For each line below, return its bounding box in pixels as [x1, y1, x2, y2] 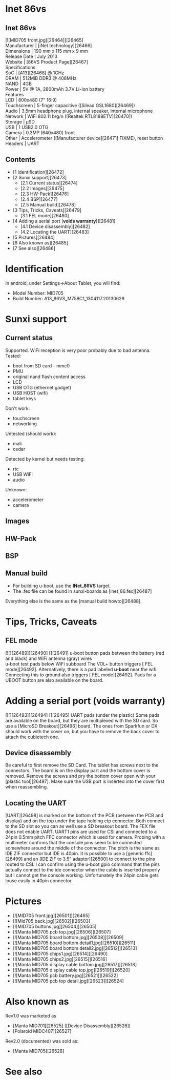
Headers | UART [5, 140, 40, 147]
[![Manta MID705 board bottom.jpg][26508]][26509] [12, 934, 124, 941]
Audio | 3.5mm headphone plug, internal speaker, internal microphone [5, 108, 153, 114]
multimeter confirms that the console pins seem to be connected [5, 840, 142, 846]
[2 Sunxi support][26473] [12, 174, 67, 180]
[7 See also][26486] [12, 245, 55, 251]
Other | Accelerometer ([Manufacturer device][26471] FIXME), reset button [5, 135, 163, 141]
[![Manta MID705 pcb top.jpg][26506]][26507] [12, 929, 111, 935]
